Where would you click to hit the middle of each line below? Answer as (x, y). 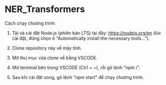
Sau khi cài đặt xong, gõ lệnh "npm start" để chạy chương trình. (78, 77)
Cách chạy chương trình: (30, 23)
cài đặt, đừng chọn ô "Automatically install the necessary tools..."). (81, 38)
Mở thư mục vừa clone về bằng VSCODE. (55, 58)
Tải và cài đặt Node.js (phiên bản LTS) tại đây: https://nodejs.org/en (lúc (87, 33)
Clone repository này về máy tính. (47, 48)
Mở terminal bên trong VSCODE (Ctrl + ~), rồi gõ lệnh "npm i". (76, 67)
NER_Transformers (45, 9)
